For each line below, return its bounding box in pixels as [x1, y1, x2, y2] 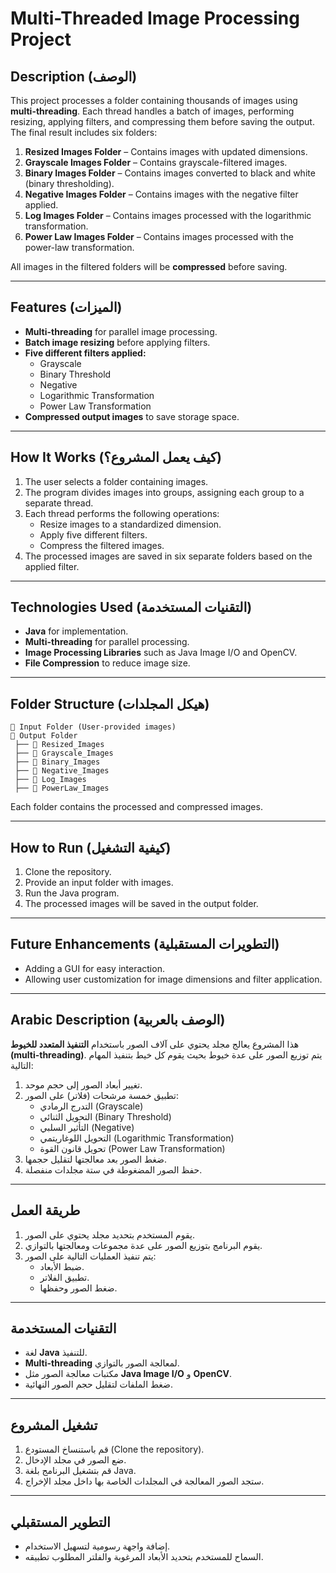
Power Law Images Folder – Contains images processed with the [24, 231, 294, 242]
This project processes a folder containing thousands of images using [10, 95, 298, 106]
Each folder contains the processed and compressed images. [10, 801, 263, 813]
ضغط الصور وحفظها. [39, 1282, 118, 1294]
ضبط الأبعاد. [39, 1260, 85, 1272]
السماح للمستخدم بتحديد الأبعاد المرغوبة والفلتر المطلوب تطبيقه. [24, 1550, 264, 1562]
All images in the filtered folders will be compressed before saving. [10, 261, 288, 272]
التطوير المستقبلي [10, 1513, 111, 1531]
